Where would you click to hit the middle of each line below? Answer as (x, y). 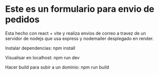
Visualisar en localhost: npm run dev (42, 57)
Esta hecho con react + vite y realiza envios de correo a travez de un (76, 33)
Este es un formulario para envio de (80, 9)
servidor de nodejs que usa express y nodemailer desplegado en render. (79, 38)
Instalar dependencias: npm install (40, 48)
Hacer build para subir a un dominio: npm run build (57, 67)
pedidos (22, 19)
